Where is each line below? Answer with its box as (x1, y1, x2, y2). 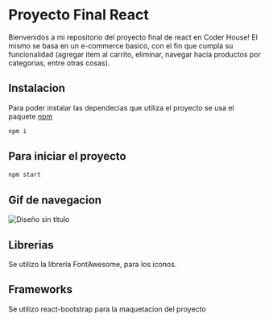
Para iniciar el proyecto (8, 149, 126, 163)
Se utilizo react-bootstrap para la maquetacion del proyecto (8, 304, 207, 314)
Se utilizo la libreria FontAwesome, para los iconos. (8, 259, 177, 269)
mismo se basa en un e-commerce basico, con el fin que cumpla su (8, 40, 234, 50)
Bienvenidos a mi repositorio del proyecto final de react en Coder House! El (8, 32, 258, 42)
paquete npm (8, 111, 53, 121)
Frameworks (8, 282, 73, 296)
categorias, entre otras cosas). (8, 58, 110, 68)
